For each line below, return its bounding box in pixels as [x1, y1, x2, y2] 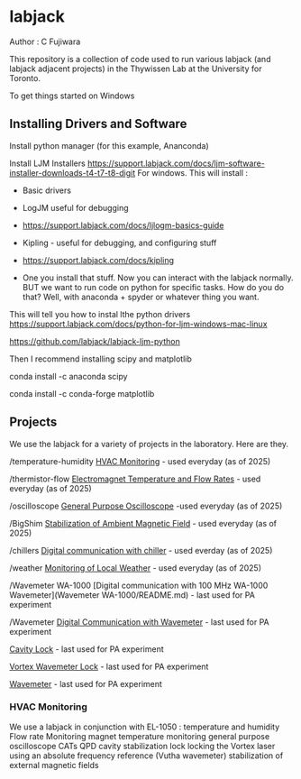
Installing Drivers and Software [9, 116, 187, 132]
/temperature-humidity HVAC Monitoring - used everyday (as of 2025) [9, 455, 271, 466]
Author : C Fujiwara [9, 36, 81, 47]
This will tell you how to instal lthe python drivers [9, 308, 191, 319]
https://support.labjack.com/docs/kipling [22, 254, 174, 265]
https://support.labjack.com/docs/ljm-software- [87, 158, 266, 169]
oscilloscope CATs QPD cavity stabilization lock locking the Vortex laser [9, 740, 276, 751]
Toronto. [9, 72, 41, 83]
